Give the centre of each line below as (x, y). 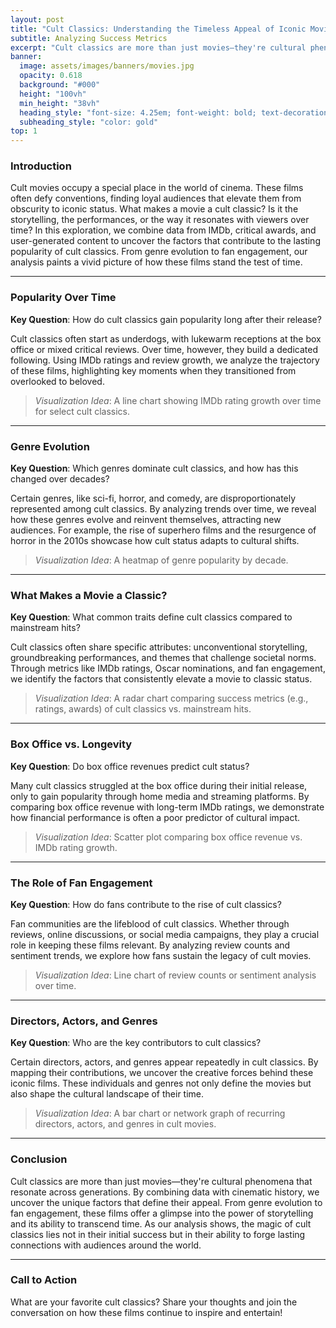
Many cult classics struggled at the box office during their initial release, (159, 785)
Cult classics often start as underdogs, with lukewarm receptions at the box (166, 338)
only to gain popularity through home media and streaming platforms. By (160, 796)
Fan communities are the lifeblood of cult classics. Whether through (150, 923)
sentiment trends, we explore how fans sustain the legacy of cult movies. (161, 955)
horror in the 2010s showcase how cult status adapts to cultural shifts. (155, 541)
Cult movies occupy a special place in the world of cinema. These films (157, 188)
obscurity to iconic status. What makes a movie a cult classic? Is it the (154, 209)
